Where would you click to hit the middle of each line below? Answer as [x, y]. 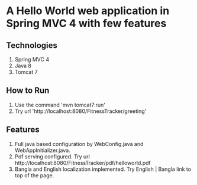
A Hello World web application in [88, 11]
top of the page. [34, 175]
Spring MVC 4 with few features [86, 23]
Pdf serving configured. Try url [52, 156]
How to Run [28, 91]
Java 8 [23, 66]
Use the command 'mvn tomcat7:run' [60, 105]
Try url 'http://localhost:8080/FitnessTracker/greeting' [80, 111]
